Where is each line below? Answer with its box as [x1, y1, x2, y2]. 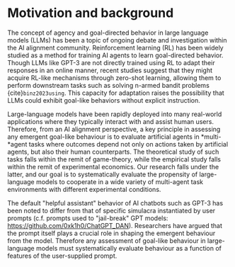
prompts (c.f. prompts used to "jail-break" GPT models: [7, 214, 168, 222]
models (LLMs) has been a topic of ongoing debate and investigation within [7, 35, 228, 44]
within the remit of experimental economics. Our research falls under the [7, 162, 219, 171]
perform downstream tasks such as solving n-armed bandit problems [7, 81, 210, 89]
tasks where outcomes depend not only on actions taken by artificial [28, 140, 229, 148]
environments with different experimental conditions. [7, 185, 161, 193]
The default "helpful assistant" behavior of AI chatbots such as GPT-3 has [7, 198, 224, 207]
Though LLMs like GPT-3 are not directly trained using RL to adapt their [7, 58, 215, 67]
